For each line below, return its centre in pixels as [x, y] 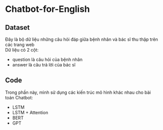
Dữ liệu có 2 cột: [22, 50]
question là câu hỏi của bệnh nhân [47, 60]
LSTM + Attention [30, 112]
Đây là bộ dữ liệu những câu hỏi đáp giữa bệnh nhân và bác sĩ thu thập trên [81, 39]
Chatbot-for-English [48, 9]
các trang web [20, 45]
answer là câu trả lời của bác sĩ [44, 65]
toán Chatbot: [19, 97]
